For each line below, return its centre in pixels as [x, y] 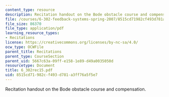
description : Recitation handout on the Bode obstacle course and [76, 14]
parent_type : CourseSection [35, 56]
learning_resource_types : [32, 33]
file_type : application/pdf [35, 28]
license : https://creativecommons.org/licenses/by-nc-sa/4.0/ [72, 42]
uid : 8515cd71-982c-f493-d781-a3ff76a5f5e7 [52, 75]
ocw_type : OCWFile [24, 47]
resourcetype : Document [30, 65]
